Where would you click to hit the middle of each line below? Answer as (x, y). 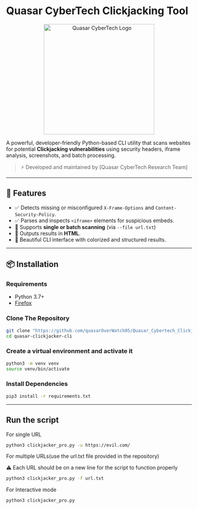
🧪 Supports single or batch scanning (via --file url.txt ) (85, 227)
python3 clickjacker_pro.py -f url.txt (55, 478)
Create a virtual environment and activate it (70, 351)
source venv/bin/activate (38, 369)
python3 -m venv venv (33, 363)
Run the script (32, 420)
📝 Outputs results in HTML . (47, 233)
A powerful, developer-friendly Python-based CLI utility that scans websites (98, 143)
